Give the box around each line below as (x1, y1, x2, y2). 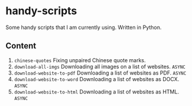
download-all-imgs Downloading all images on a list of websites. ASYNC (14, 63, 186, 70)
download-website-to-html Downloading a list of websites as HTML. (14, 88, 179, 95)
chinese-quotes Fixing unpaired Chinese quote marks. (14, 56, 146, 63)
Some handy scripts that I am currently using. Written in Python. (5, 24, 162, 31)
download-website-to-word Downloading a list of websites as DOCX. (14, 75, 180, 82)
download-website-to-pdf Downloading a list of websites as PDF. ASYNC (14, 69, 187, 76)
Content (5, 41, 37, 51)
